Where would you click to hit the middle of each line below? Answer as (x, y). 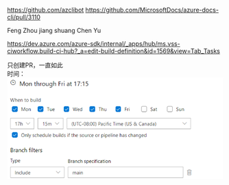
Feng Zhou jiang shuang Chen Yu (54, 30)
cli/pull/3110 (24, 17)
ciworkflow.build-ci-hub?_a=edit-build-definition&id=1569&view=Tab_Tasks (114, 51)
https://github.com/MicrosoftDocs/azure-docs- (152, 10)
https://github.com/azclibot (46, 10)
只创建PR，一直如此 (35, 65)
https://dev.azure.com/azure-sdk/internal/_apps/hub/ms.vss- (94, 44)
